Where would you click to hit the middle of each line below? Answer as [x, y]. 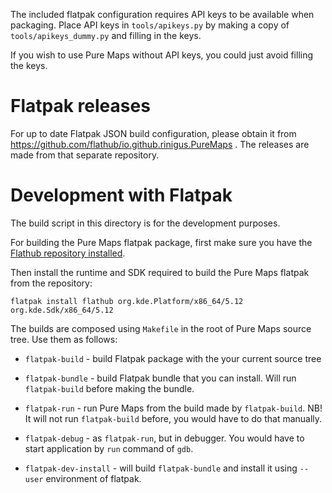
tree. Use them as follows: [64, 339]
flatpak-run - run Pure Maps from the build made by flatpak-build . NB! [173, 408]
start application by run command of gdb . [109, 448]
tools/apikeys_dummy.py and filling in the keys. [106, 35]
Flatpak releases [80, 106]
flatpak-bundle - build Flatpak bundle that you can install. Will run [160, 378]
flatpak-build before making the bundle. [109, 388]
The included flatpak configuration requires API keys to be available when [162, 14]
